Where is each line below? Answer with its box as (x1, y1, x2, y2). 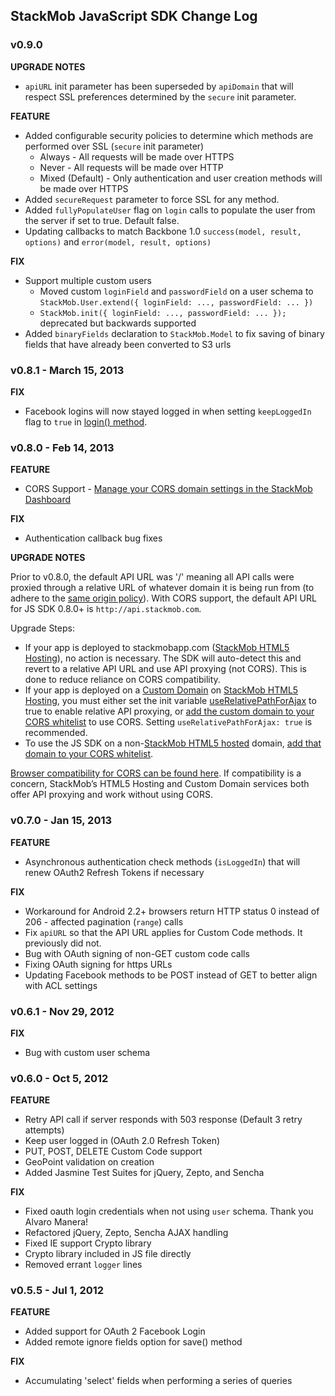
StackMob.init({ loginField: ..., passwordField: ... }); (39, 308, 287, 318)
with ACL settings (24, 979, 98, 991)
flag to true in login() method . (24, 415, 148, 428)
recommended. (24, 727, 88, 739)
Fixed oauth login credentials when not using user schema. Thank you (24, 1205, 314, 1218)
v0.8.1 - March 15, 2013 (10, 363, 125, 377)
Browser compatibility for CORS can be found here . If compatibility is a (10, 767, 302, 779)
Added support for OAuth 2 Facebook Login (24, 1325, 206, 1338)
